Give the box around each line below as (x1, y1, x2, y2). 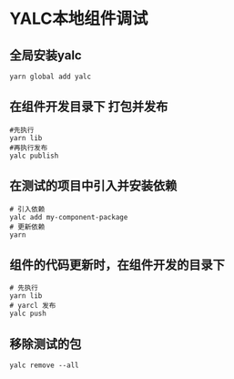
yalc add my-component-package (9, 212, 128, 221)
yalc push (9, 309, 47, 319)
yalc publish (9, 151, 59, 160)
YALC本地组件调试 (9, 8, 148, 29)
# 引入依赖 (9, 204, 46, 214)
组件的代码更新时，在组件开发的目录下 (9, 257, 225, 273)
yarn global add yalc (9, 72, 92, 81)
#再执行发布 (9, 143, 48, 152)
